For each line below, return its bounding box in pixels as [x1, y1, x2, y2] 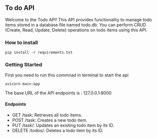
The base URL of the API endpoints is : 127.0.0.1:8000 [5, 90, 112, 96]
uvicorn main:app [5, 82, 40, 87]
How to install [5, 39, 38, 46]
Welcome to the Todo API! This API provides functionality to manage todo [5, 16, 152, 22]
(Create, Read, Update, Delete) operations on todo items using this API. [5, 27, 147, 33]
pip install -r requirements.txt [5, 50, 73, 55]
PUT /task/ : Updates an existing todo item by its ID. [12, 122, 114, 128]
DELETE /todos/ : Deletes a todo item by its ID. [12, 127, 104, 133]
